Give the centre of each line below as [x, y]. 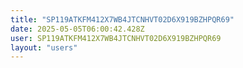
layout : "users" [44, 47]
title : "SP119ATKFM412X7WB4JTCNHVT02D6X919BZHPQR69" [122, 19]
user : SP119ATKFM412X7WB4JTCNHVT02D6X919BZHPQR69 [116, 38]
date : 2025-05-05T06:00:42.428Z [77, 29]
